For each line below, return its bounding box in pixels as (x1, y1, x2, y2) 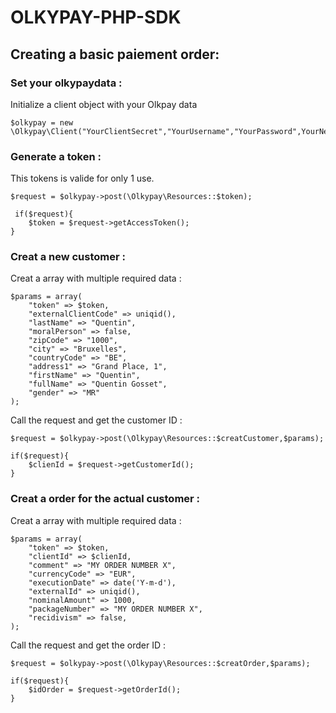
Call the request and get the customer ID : (10, 414, 183, 426)
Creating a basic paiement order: (10, 46, 220, 63)
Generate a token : (10, 149, 102, 163)
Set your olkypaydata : (10, 76, 123, 90)
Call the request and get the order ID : (10, 639, 166, 651)
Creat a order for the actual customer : (10, 492, 201, 506)
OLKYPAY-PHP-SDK (10, 6, 182, 29)
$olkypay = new (10, 117, 74, 128)
